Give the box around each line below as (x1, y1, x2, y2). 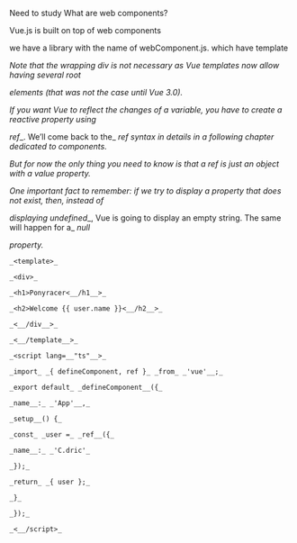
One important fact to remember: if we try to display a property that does (9, 186, 282, 196)
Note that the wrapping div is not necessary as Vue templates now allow (9, 60, 280, 70)
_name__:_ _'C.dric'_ (9, 446, 91, 455)
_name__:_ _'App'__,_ (9, 399, 91, 408)
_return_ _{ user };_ (9, 477, 91, 486)
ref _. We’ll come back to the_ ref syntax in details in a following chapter (9, 131, 274, 142)
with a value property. (9, 168, 92, 178)
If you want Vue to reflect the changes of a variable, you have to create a (9, 104, 283, 115)
